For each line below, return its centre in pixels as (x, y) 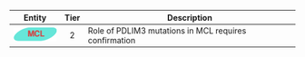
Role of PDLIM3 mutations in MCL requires (167, 30)
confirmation (112, 40)
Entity (35, 17)
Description (190, 17)
